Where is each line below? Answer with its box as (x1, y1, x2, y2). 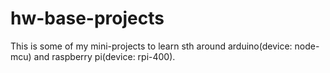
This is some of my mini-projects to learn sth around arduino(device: (10, 40, 293, 52)
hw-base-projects (10, 7, 165, 30)
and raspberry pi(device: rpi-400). (33, 50, 176, 62)
